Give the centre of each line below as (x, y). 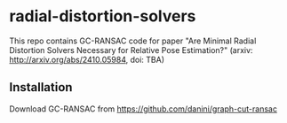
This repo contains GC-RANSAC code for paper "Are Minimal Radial (133, 41)
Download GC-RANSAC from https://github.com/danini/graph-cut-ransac (143, 109)
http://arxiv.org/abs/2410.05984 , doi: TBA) (87, 59)
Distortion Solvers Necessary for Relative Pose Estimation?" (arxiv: (131, 50)
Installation (41, 87)
